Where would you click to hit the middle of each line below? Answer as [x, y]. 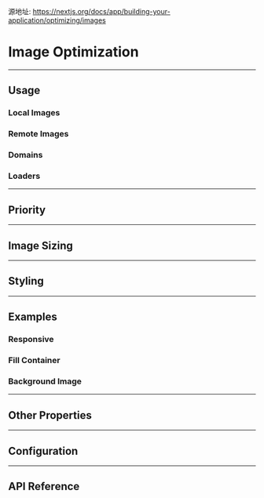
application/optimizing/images [57, 20]
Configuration [43, 451]
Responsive [31, 340]
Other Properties [50, 415]
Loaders [24, 176]
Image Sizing [40, 245]
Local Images [34, 113]
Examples [33, 317]
